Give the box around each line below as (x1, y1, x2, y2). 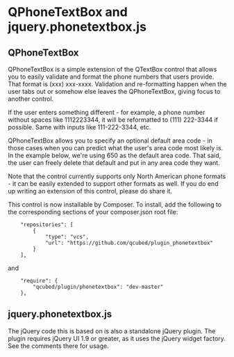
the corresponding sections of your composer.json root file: (8, 208, 178, 216)
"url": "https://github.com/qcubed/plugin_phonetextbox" (44, 239, 214, 246)
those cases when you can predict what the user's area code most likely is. (8, 144, 224, 152)
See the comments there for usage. (8, 342, 110, 350)
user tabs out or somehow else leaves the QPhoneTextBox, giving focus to (8, 88, 221, 95)
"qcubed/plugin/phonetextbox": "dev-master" (33, 283, 164, 290)
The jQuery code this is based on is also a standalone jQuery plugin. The (8, 326, 216, 335)
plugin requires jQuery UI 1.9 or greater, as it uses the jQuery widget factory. (8, 334, 226, 342)
